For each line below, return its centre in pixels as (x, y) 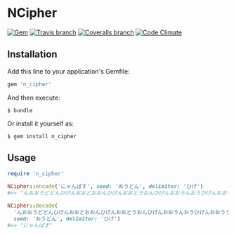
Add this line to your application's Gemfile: (68, 71)
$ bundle (20, 110)
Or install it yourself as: (40, 123)
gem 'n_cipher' (29, 84)
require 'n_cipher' (36, 174)
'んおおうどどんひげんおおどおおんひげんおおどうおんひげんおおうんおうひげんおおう (120, 212)
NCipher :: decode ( (33, 206)
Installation (32, 54)
